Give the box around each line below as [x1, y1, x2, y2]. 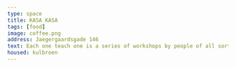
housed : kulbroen [7, 50, 58, 57]
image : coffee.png [7, 29, 61, 37]
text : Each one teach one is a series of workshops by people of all [7, 43, 216, 50]
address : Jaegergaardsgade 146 [7, 36, 99, 43]
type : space [7, 10, 42, 17]
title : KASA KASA [7, 17, 58, 24]
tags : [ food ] [7, 23, 46, 30]
